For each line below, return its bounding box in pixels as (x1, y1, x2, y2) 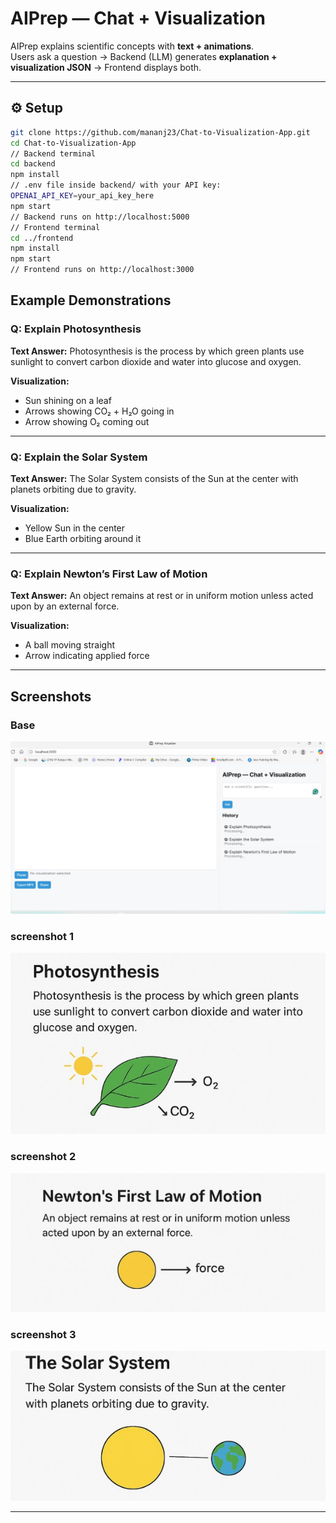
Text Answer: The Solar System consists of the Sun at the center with (10, 472, 299, 484)
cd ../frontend (10, 233, 74, 243)
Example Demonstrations (10, 292, 172, 309)
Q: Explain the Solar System (10, 450, 148, 464)
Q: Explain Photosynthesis (10, 322, 142, 336)
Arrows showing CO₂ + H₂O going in (24, 405, 175, 417)
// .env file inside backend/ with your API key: (10, 180, 222, 191)
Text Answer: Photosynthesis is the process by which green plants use (10, 345, 305, 357)
